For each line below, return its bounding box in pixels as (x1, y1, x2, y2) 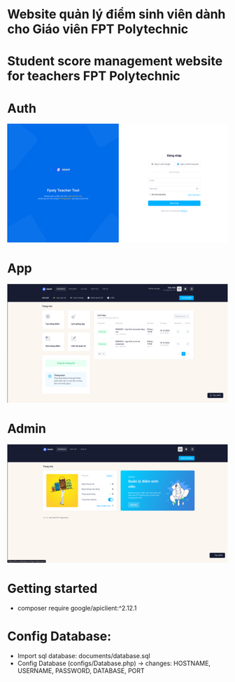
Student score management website (7, 53, 223, 69)
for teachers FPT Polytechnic (7, 68, 180, 84)
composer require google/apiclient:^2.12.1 (17, 604, 137, 613)
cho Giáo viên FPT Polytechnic (7, 21, 189, 37)
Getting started (7, 581, 98, 596)
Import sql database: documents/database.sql (17, 652, 150, 660)
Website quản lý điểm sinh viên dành (7, 6, 226, 22)
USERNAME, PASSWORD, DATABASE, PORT (17, 667, 145, 675)
